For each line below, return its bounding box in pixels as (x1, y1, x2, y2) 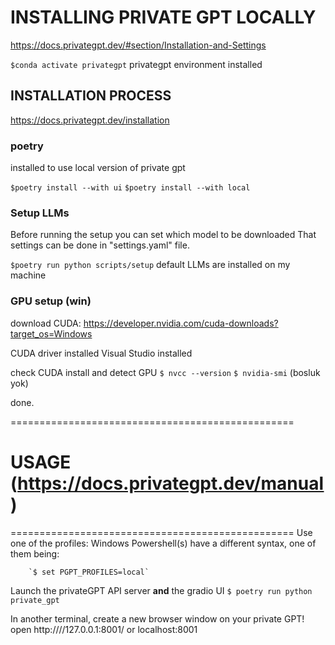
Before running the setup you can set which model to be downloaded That (10, 229, 317, 241)
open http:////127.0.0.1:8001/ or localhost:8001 (10, 623, 198, 635)
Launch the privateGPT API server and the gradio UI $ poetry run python (10, 584, 313, 596)
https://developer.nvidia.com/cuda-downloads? (83, 317, 279, 329)
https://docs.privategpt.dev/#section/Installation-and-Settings (10, 39, 267, 51)
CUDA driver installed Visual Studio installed (10, 347, 193, 359)
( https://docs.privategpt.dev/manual (10, 472, 325, 495)
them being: (10, 547, 60, 560)
